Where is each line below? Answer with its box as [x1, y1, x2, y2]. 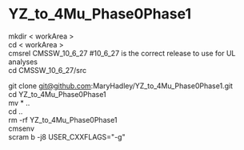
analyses [8, 57, 38, 67]
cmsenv [8, 124, 34, 133]
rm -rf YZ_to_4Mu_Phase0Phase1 [8, 115, 118, 124]
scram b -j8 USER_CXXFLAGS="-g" [8, 132, 126, 141]
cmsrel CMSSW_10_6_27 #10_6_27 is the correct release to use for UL [8, 48, 236, 58]
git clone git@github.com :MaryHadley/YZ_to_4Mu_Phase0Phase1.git [8, 81, 234, 91]
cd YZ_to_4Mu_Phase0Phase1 [8, 89, 106, 99]
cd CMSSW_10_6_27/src [8, 65, 87, 75]
